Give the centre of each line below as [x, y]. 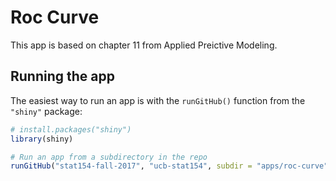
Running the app [62, 76]
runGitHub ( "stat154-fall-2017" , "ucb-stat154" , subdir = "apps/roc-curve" [169, 166]
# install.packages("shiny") [71, 129]
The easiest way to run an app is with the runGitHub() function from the [158, 100]
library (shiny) [42, 139]
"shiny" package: [46, 111]
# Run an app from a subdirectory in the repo [109, 157]
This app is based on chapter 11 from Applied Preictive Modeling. [144, 45]
